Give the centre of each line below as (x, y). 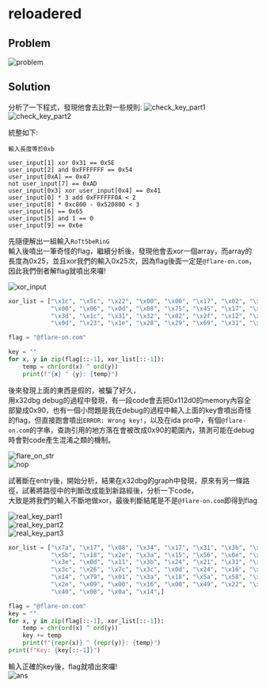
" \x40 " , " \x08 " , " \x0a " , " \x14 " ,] (107, 592)
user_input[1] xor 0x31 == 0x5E (61, 163)
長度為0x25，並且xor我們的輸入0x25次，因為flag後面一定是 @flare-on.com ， (132, 261)
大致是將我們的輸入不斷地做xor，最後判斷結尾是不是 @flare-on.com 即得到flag (133, 500)
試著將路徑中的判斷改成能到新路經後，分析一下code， (110, 490)
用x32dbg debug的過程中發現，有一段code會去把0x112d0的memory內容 (126, 400)
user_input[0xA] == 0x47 (49, 177)
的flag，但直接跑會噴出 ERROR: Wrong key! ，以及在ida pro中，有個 (115, 420)
